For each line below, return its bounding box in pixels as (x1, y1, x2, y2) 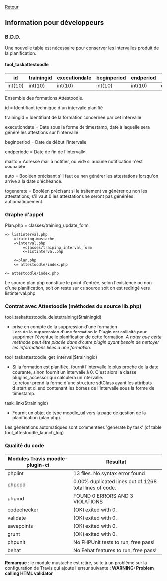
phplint (7, 470, 24, 477)
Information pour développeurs (5, 18, 104, 27)
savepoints (7, 522, 33, 529)
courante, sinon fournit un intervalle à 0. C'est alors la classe (12, 369, 137, 375)
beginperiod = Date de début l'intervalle (5, 139, 87, 145)
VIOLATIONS (73, 498, 103, 505)
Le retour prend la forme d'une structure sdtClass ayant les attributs (12, 380, 152, 386)
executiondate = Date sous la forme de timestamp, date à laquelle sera (5, 124, 150, 130)
